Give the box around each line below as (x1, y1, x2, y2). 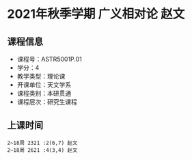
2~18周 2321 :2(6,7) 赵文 (7, 139, 78, 146)
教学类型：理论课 (16, 72, 66, 80)
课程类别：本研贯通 (16, 90, 72, 97)
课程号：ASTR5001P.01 (16, 55, 82, 63)
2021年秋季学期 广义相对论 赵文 (7, 6, 185, 22)
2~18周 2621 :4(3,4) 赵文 (7, 146, 78, 154)
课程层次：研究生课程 (16, 98, 77, 106)
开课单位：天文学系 (16, 81, 72, 89)
